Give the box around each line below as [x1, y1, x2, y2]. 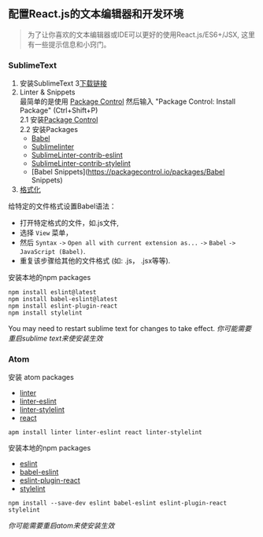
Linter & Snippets [19, 87, 76, 97]
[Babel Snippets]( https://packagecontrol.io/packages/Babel [31, 167, 225, 177]
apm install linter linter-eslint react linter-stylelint [8, 428, 202, 436]
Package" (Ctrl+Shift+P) [19, 105, 98, 116]
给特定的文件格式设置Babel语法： [8, 201, 117, 211]
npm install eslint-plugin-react [8, 302, 118, 311]
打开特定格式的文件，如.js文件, [19, 219, 120, 228]
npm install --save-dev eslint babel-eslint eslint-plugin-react [8, 499, 227, 507]
